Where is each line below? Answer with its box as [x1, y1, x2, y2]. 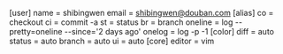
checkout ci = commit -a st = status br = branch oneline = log [9, 17, 233, 27]
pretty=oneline [9, 27, 63, 36]
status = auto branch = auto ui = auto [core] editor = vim [9, 35, 215, 46]
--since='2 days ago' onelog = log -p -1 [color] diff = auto [64, 27, 274, 36]
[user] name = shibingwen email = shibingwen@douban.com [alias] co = [9, 8, 274, 18]
